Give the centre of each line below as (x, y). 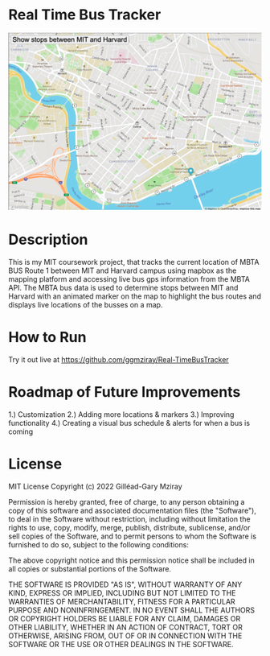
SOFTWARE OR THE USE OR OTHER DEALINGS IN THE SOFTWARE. (121, 644)
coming (21, 431)
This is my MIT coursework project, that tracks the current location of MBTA (134, 262)
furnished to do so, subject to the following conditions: (98, 544)
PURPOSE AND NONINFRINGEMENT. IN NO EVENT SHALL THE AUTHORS (132, 610)
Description (48, 240)
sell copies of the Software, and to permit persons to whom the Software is (133, 536)
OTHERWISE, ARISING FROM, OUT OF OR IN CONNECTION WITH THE (125, 635)
